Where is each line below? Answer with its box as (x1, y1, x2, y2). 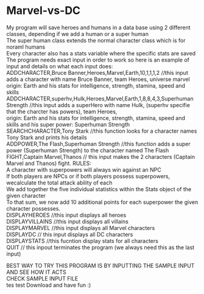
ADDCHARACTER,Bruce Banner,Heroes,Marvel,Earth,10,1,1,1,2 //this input (6, 69, 189, 76)
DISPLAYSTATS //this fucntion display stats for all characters (6, 237, 158, 244)
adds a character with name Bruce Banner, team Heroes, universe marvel (6, 75, 190, 83)
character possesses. (6, 205, 61, 212)
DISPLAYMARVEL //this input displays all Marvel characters (6, 224, 155, 231)
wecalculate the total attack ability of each (6, 179, 113, 186)
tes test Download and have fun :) (6, 281, 91, 289)
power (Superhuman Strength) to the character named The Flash (6, 147, 169, 154)
